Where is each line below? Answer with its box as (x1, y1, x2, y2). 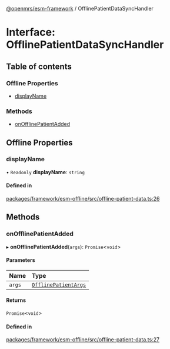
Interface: (6, 26, 56, 39)
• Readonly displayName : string (6, 168, 85, 175)
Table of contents (6, 61, 72, 71)
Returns (6, 297, 26, 304)
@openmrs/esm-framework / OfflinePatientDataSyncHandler (6, 5, 154, 12)
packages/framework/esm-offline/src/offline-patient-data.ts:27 (6, 336, 160, 343)
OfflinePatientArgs (31, 281, 86, 288)
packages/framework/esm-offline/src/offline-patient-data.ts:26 (6, 195, 160, 202)
